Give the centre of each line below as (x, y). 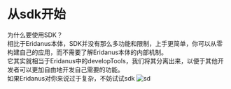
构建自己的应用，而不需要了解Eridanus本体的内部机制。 (87, 52)
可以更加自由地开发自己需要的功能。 (71, 70)
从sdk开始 (37, 14)
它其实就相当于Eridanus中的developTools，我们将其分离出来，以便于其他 (113, 60)
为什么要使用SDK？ (35, 35)
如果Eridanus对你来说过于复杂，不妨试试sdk (71, 78)
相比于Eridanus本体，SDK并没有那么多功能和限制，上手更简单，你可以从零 (115, 43)
